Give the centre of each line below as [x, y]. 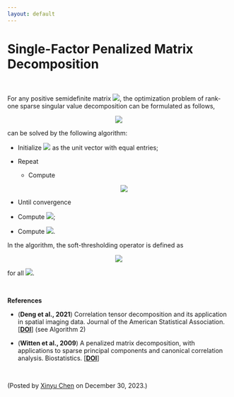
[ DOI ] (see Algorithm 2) [52, 329]
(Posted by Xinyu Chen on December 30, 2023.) [77, 385]
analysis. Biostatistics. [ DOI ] [58, 358]
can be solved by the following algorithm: [68, 133]
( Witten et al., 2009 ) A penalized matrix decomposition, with [106, 343]
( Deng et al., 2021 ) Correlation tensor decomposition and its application [122, 314]
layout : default [31, 14]
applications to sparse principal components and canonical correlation [120, 350]
